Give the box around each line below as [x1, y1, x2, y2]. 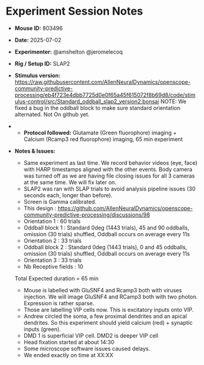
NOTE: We [160, 98, 187, 105]
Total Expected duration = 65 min [14, 275, 99, 282]
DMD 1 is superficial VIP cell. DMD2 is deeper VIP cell [23, 331, 159, 339]
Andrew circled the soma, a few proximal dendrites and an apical [23, 313, 188, 320]
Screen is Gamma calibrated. [23, 198, 97, 205]
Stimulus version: [14, 71, 60, 79]
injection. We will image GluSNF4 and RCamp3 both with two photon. [23, 293, 198, 300]
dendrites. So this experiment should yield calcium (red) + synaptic [23, 319, 193, 326]
